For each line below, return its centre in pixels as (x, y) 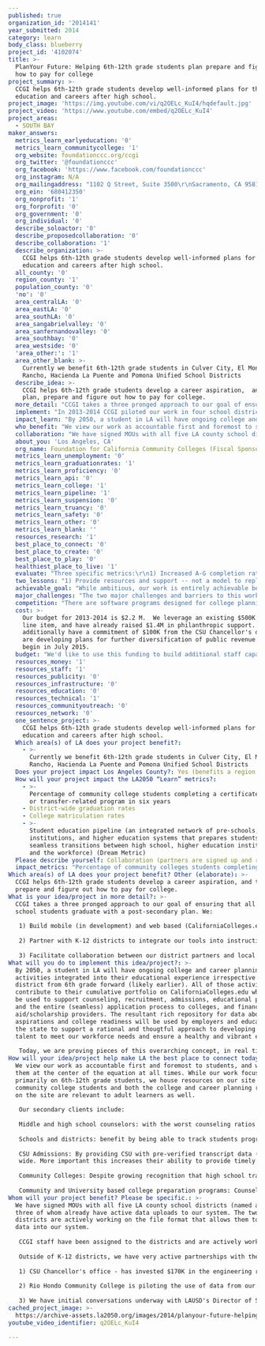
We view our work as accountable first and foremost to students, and (134, 1066)
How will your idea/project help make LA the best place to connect (123, 1058)
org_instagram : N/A (47, 177)
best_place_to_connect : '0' (62, 544)
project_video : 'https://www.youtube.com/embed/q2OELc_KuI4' (111, 111)
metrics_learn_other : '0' (58, 522)
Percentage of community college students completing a (123, 794)
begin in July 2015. (56, 647)
